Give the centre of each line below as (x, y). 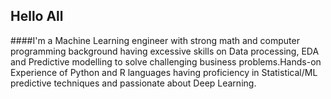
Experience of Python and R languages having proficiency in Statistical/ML (164, 72)
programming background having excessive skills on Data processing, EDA (165, 51)
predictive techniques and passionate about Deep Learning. (133, 83)
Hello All (37, 16)
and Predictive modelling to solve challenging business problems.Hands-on (166, 61)
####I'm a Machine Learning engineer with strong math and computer (155, 40)
